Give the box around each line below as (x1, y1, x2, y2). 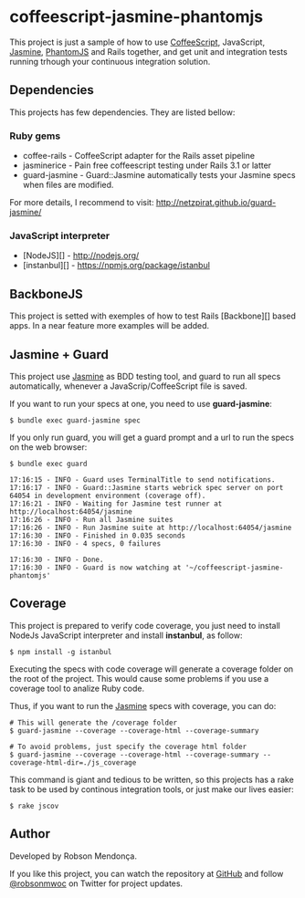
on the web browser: (9, 441, 88, 453)
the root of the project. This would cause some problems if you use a (9, 673, 269, 684)
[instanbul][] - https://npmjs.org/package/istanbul (22, 260, 210, 271)
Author (9, 826, 50, 841)
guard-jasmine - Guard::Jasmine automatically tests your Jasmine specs (22, 170, 296, 181)
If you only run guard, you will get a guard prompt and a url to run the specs (9, 432, 295, 443)
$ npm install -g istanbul (9, 647, 112, 656)
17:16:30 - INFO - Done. (9, 555, 104, 564)
